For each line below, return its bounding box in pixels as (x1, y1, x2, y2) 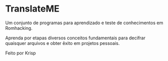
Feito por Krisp (5, 50, 36, 56)
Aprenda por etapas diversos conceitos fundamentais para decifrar (5, 35, 146, 41)
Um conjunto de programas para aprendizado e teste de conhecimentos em (5, 20, 163, 26)
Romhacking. (5, 25, 33, 31)
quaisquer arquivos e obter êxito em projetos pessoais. (5, 40, 120, 46)
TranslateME (5, 3, 60, 15)
